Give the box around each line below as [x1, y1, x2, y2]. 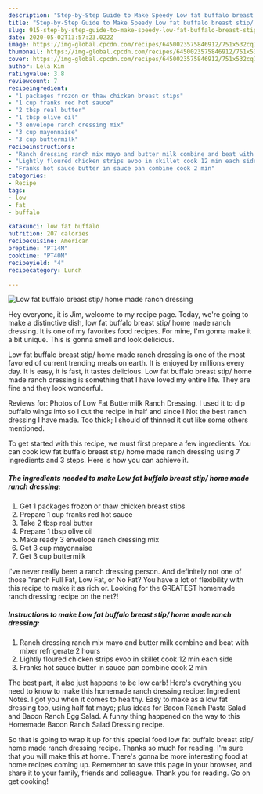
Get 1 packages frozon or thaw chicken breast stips [19, 501, 186, 511]
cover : [8, 56, 30, 64]
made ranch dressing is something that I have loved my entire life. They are [8, 375, 250, 384]
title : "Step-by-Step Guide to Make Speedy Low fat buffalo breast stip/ [8, 19, 254, 27]
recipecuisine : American [8, 237, 89, 246]
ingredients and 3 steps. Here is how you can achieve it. [8, 456, 189, 465]
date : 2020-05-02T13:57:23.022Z [8, 33, 113, 42]
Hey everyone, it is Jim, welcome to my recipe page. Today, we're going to [8, 310, 249, 319]
